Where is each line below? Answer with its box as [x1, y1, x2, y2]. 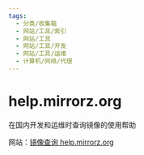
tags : [8, 11, 27, 20]
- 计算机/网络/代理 [15, 58, 73, 66]
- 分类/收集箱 [15, 19, 57, 28]
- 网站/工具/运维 [15, 50, 67, 58]
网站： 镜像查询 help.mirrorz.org [8, 137, 115, 147]
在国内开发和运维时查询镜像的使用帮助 [8, 119, 136, 130]
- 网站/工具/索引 [15, 27, 67, 35]
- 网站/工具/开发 [15, 42, 67, 50]
